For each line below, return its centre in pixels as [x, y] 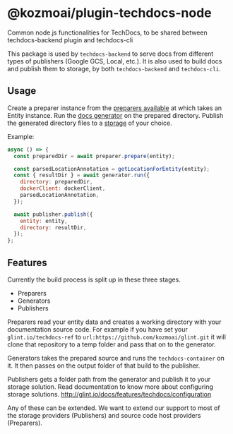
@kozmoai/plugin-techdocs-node [109, 13]
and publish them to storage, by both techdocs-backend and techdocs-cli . [114, 68]
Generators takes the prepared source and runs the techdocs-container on [116, 358]
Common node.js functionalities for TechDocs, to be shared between [107, 32]
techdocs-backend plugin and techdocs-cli [70, 40]
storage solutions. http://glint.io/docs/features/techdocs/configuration [109, 394]
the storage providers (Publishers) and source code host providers [104, 415]
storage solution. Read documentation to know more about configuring [110, 387]
